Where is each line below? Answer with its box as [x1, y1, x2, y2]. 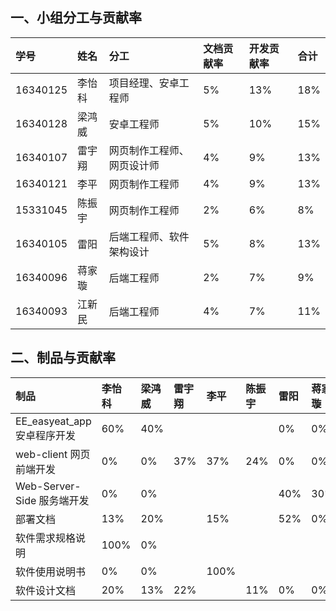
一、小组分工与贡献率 [10, 9, 142, 27]
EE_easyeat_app [15, 414, 92, 428]
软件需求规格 [15, 531, 77, 545]
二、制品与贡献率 [10, 349, 116, 367]
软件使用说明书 [15, 564, 87, 578]
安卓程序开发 [15, 428, 77, 442]
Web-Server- [15, 479, 82, 493]
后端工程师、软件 [108, 229, 190, 243]
